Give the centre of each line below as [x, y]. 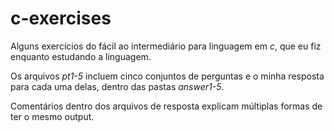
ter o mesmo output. [52, 116]
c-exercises [61, 18]
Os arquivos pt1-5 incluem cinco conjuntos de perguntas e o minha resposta [167, 76]
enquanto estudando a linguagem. [81, 56]
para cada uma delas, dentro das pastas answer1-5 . [117, 86]
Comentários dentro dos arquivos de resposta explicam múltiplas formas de [166, 106]
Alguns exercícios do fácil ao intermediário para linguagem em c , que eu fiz [166, 46]
